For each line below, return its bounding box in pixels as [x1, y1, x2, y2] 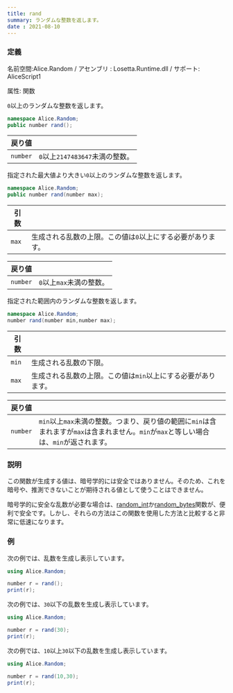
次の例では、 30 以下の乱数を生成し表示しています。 [7, 600, 153, 608]
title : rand [7, 10, 42, 17]
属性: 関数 [7, 86, 35, 94]
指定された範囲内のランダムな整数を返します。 [7, 297, 141, 306]
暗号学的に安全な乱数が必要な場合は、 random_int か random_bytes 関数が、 [7, 501, 220, 509]
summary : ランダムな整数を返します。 [7, 17, 102, 24]
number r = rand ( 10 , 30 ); [7, 673, 79, 680]
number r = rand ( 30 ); [7, 626, 70, 634]
